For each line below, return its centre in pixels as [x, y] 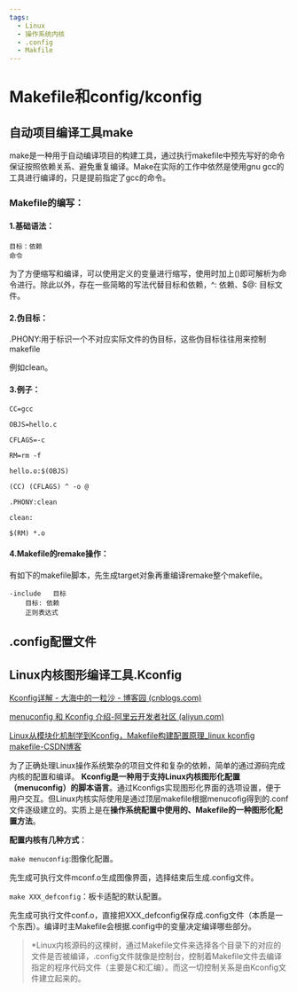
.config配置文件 [53, 642]
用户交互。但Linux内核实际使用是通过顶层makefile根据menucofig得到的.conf [149, 799]
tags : [19, 17]
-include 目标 [38, 594]
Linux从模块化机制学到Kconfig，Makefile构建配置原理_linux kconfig [132, 736]
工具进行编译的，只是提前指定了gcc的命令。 [90, 177]
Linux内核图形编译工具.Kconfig [95, 675]
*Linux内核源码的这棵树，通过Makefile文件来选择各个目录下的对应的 [156, 945]
